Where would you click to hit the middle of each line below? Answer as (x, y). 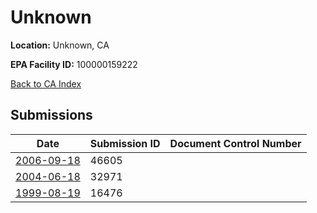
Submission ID (125, 143)
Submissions (51, 115)
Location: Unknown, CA (60, 45)
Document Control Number (235, 143)
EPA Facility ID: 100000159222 (74, 64)
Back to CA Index (46, 83)
